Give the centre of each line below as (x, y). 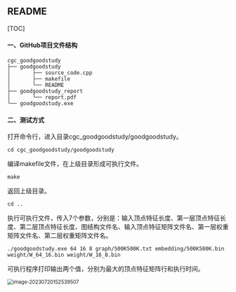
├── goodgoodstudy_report (45, 91)
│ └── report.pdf (42, 97)
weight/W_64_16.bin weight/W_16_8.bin (64, 255)
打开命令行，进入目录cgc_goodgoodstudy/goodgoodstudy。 (95, 137)
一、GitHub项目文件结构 (42, 46)
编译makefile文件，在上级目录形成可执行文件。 (75, 164)
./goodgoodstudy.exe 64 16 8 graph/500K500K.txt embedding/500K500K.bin (116, 249)
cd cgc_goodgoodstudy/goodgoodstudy (61, 150)
